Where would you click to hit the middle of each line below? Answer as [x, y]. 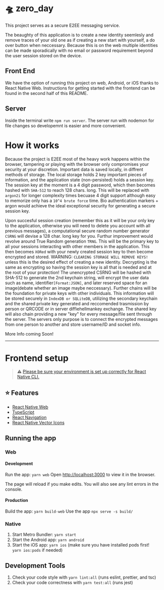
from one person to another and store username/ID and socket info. [73, 324]
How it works [32, 145]
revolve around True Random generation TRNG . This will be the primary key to [82, 241]
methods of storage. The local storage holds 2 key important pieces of [76, 174]
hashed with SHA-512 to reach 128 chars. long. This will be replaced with [77, 190]
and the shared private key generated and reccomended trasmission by [77, 303]
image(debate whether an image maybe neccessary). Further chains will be [81, 288]
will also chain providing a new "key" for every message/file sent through [79, 314]
